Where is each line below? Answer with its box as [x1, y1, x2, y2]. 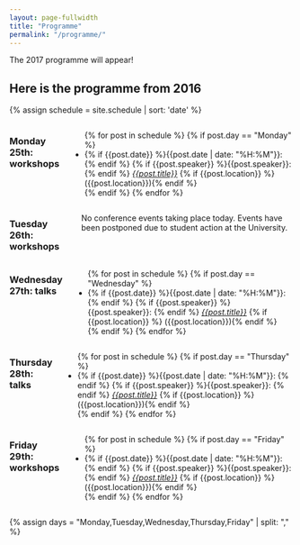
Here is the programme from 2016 [9, 80, 202, 95]
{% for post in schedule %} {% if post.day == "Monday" [84, 130, 292, 141]
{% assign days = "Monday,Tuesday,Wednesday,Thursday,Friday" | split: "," [9, 517, 289, 528]
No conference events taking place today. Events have [80, 213, 283, 223]
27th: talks [9, 285, 57, 297]
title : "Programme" [9, 22, 83, 31]
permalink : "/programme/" [9, 30, 106, 39]
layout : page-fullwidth [9, 13, 99, 23]
